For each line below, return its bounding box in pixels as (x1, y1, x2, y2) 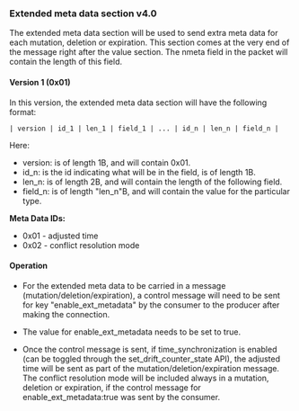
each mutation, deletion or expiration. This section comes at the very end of (9, 37, 290, 48)
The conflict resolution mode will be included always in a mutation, (22, 372, 269, 383)
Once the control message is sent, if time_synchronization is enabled (22, 344, 277, 354)
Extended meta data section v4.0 (9, 7, 157, 20)
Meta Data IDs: (9, 212, 66, 223)
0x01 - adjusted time (22, 230, 99, 241)
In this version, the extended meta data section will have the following (9, 97, 268, 108)
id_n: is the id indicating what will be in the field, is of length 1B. (22, 166, 256, 177)
